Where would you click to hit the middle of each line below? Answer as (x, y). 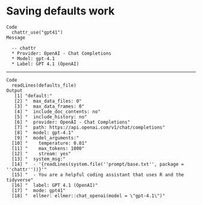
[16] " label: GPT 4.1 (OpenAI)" (55, 185)
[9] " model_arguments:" (47, 138)
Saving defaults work (60, 11)
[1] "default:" (33, 96)
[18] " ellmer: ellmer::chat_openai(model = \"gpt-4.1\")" (88, 196)
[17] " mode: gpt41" (39, 191)
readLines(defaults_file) (44, 85)
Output (14, 90)
